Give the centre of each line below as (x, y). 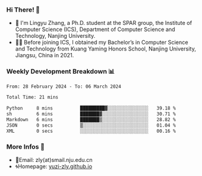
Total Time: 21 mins (33, 97)
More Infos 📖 (25, 147)
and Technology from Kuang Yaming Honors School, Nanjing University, (106, 49)
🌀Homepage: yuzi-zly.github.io (54, 166)
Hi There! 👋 (23, 10)
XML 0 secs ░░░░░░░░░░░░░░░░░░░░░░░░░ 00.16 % (91, 131)
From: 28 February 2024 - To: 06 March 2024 (64, 86)
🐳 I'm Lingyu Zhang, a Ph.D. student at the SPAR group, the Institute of (103, 23)
